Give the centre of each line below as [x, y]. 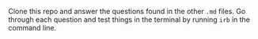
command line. [32, 28]
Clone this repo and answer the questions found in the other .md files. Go [127, 11]
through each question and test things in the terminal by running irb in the [129, 19]
